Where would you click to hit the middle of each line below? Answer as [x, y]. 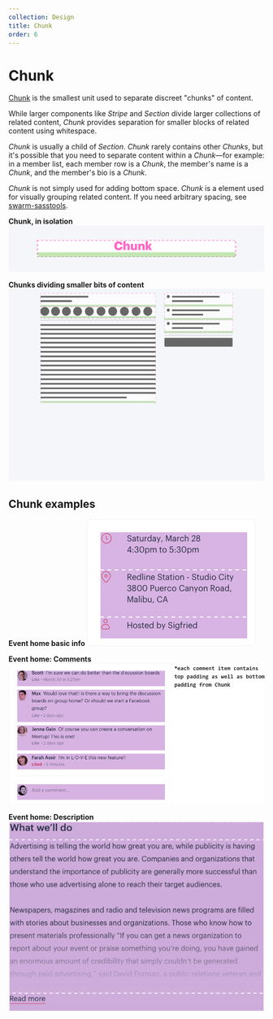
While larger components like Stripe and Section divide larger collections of [134, 114]
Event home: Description [51, 817]
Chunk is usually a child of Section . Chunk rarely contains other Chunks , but [136, 147]
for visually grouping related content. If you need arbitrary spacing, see [128, 197]
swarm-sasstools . [38, 206]
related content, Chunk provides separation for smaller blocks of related [129, 123]
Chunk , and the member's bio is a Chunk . [78, 173]
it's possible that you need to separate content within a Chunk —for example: [136, 155]
